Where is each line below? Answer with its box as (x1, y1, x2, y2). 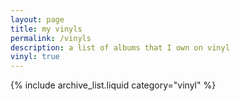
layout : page (10, 14, 65, 25)
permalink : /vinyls (10, 33, 92, 43)
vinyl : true (10, 52, 60, 62)
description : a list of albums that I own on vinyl (10, 42, 230, 53)
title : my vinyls (10, 24, 83, 34)
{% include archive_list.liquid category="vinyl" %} (10, 79, 217, 91)
